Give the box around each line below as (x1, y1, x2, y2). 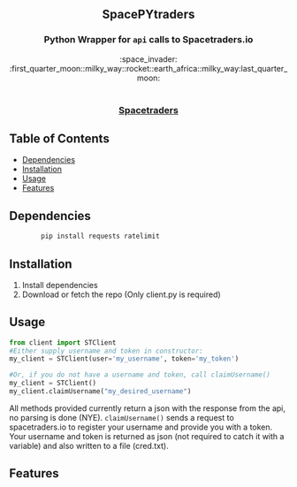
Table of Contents (9, 132, 110, 146)
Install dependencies (21, 279, 99, 290)
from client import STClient (9, 338, 117, 347)
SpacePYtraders (102, 7, 195, 22)
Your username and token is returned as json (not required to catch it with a (9, 430, 285, 441)
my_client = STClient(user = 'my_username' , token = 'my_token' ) (9, 354, 240, 363)
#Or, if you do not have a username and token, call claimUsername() (9, 370, 271, 379)
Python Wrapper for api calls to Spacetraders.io (43, 34, 254, 46)
